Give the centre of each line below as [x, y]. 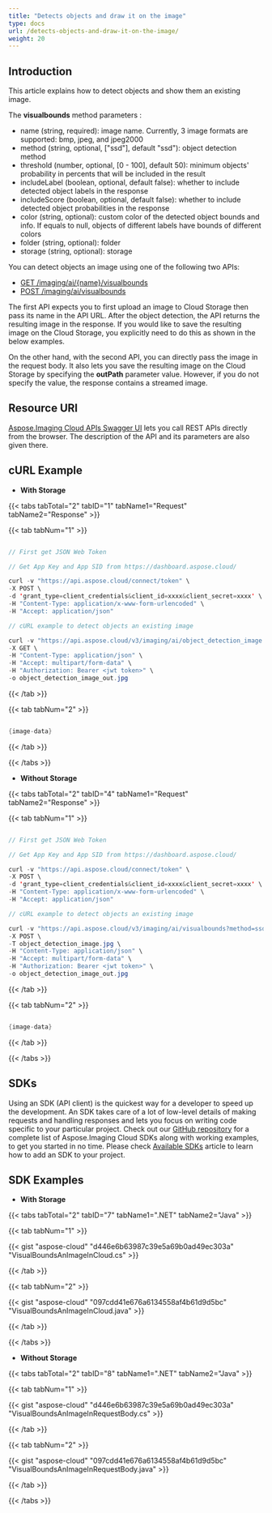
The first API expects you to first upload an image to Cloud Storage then [129, 307]
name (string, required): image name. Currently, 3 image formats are [134, 131]
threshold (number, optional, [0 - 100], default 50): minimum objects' [134, 165]
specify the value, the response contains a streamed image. [108, 383]
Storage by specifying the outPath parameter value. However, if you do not [134, 374]
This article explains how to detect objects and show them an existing [125, 91]
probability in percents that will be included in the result [113, 174]
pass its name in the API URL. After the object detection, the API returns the [134, 316]
